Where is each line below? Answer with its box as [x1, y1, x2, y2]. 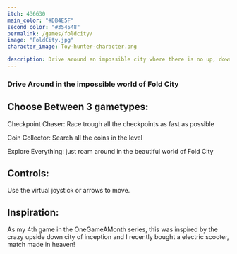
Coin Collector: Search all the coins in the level [7, 133, 143, 142]
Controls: [7, 167, 49, 179]
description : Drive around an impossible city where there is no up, [7, 56, 217, 64]
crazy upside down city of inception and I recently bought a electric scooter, [7, 233, 229, 241]
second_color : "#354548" [7, 23, 80, 30]
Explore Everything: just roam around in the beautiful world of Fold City [7, 147, 214, 155]
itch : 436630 [7, 10, 46, 18]
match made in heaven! [7, 241, 75, 249]
